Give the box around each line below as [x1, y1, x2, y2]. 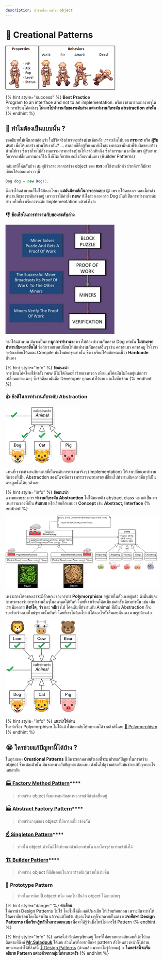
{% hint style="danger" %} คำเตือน [5, 902, 73, 908]
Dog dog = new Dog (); [5, 179, 49, 184]
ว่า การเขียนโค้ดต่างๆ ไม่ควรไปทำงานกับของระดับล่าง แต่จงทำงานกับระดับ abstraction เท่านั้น [5, 105, 157, 111]
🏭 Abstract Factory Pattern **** [5, 805, 83, 812]
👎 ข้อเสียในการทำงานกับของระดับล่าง [5, 212, 75, 218]
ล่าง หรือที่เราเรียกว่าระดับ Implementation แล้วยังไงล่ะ [5, 199, 97, 205]
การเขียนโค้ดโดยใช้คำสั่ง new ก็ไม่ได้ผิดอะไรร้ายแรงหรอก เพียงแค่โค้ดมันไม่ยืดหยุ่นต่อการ [5, 370, 147, 376]
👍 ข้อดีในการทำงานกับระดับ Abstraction [5, 393, 88, 400]
